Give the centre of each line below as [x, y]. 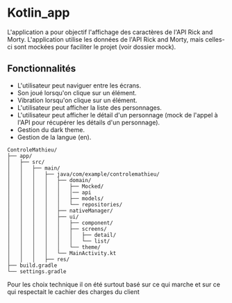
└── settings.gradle [37, 271]
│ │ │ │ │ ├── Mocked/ [56, 186]
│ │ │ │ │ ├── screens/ [57, 229]
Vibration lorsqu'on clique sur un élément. [77, 100]
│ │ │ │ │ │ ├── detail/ [62, 235]
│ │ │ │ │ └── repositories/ [65, 204]
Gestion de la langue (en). [54, 137]
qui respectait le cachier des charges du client [74, 292]
